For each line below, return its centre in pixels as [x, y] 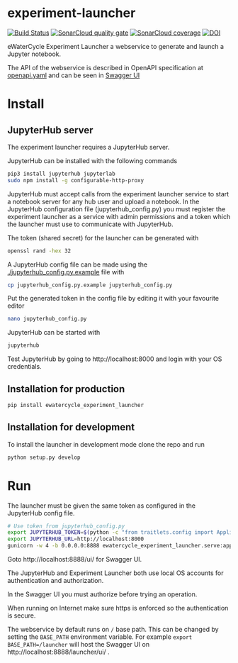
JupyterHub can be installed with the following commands [92, 160]
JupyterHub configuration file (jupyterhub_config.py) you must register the [117, 209]
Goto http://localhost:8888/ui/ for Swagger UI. [75, 559]
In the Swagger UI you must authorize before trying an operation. [102, 594]
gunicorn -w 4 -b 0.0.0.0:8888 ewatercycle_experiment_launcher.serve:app [120, 546]
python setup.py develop [44, 457]
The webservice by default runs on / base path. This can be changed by [113, 629]
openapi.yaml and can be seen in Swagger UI [74, 75]
